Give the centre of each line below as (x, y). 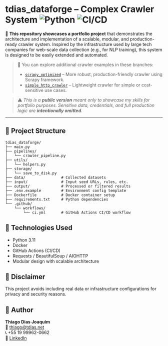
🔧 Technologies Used (39, 228)
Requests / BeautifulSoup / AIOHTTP (50, 255)
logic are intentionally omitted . (50, 110)
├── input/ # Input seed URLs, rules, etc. (67, 182)
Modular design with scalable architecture (56, 261)
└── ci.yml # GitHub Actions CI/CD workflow (77, 212)
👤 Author (19, 310)
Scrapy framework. (45, 79)
